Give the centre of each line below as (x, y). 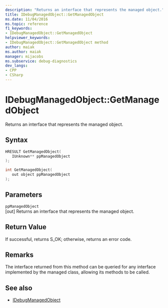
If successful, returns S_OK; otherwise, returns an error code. (68, 239)
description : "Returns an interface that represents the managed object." (85, 10)
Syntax (16, 140)
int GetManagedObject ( (29, 170)
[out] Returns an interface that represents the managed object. (70, 211)
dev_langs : (16, 66)
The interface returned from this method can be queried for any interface (80, 267)
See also (19, 288)
